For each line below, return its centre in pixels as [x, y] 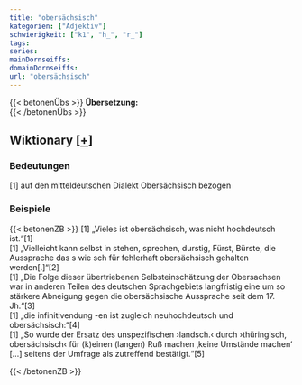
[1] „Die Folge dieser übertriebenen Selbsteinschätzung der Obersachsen [145, 277]
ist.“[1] [21, 238]
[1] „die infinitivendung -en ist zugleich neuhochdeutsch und [122, 315]
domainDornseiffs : [44, 69]
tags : [19, 43]
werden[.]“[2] [35, 267]
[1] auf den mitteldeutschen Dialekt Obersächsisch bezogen [120, 185]
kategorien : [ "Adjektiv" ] [58, 26]
